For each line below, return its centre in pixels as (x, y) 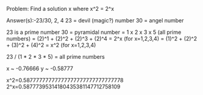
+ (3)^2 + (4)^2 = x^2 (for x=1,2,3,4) (51, 45)
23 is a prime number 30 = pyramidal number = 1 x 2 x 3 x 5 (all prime (94, 32)
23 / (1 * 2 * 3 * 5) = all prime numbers (55, 57)
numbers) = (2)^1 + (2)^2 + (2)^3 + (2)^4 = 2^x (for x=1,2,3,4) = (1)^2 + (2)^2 (101, 38)
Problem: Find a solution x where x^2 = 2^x (60, 9)
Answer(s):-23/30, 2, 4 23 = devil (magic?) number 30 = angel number (95, 20)
